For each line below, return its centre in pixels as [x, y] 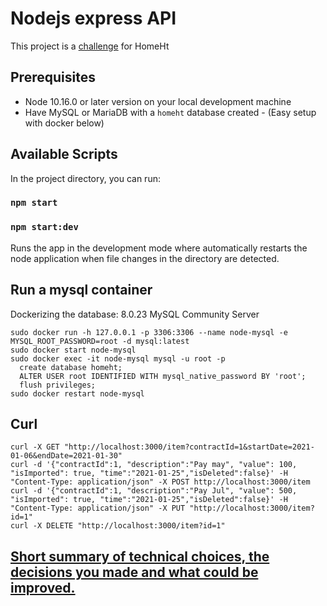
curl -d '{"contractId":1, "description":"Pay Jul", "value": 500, [154, 491]
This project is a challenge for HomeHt [90, 46]
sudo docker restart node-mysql [77, 393]
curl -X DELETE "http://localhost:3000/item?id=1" [118, 526]
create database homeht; [71, 367]
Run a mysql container [81, 290]
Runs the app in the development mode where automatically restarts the [159, 248]
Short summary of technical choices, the [140, 556]
